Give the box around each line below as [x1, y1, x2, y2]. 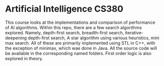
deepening [5, 35, 27, 41]
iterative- [125, 30, 144, 35]
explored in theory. [5, 55, 43, 61]
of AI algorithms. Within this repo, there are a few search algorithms [5, 24, 142, 30]
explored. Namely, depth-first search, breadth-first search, [5, 30, 124, 35]
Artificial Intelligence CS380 [5, 3, 124, 15]
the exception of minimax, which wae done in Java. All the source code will [5, 45, 157, 51]
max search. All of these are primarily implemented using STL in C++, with [5, 40, 156, 46]
